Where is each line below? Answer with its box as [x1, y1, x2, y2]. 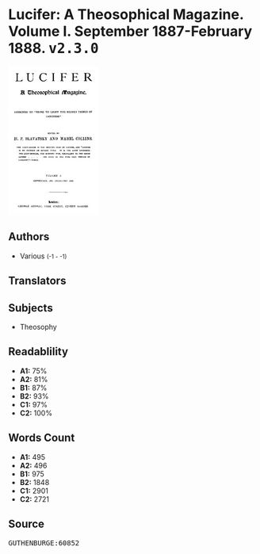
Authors [8, 230, 50, 243]
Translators [8, 274, 67, 288]
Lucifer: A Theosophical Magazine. [8, 6, 244, 24]
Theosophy [19, 322, 57, 331]
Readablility [8, 345, 69, 358]
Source [8, 517, 45, 530]
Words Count [8, 431, 75, 445]
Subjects [8, 301, 53, 315]
